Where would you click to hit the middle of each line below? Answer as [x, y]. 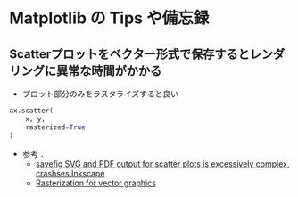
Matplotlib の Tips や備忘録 [109, 18]
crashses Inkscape [70, 173]
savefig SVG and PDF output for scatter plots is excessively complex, [162, 164]
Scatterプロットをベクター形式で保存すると [129, 54]
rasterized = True [56, 127]
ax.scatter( [31, 111]
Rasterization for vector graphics [95, 183]
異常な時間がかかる [109, 71]
